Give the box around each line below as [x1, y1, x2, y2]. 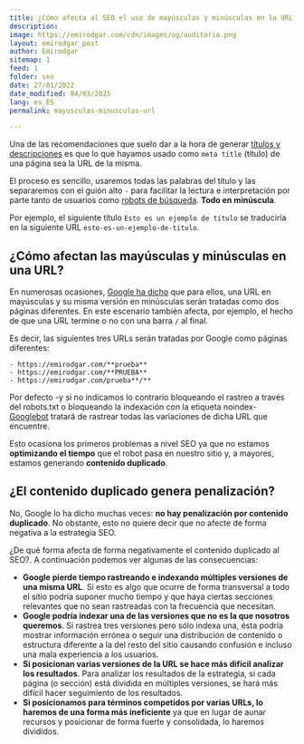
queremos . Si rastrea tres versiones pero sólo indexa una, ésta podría [22, 620, 283, 631]
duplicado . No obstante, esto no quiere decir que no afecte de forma [9, 517, 267, 528]
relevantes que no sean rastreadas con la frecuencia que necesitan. [22, 600, 276, 612]
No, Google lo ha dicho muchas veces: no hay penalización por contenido [9, 507, 289, 518]
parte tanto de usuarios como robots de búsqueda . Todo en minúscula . [9, 195, 277, 206]
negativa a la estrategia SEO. [9, 527, 117, 537]
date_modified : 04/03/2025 [9, 89, 111, 98]
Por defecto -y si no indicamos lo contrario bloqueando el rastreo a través [9, 391, 285, 403]
